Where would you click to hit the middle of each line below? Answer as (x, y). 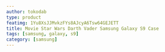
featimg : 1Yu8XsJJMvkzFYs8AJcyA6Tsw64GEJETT (62, 23)
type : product (24, 17)
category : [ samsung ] (32, 39)
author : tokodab (26, 12)
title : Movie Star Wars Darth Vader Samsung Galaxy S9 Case (83, 28)
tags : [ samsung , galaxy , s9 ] (42, 34)
